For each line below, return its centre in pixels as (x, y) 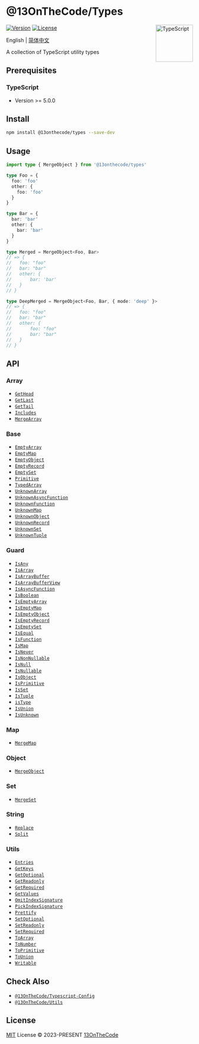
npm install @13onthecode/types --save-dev (61, 133)
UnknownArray (31, 491)
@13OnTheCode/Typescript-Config (54, 996)
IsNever (24, 652)
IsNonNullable (32, 658)
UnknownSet (28, 529)
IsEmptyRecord (32, 620)
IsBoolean (27, 595)
